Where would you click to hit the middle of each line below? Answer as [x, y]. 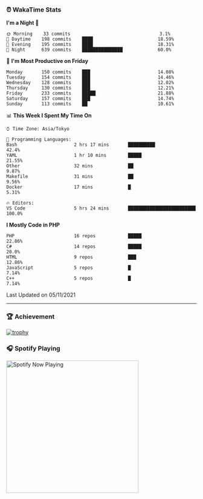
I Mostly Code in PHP [33, 225]
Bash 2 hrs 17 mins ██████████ [81, 145]
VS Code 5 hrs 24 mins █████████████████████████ [101, 208]
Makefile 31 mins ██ [70, 177]
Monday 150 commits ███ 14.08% [90, 72]
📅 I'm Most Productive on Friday [47, 61]
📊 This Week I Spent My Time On [49, 116]
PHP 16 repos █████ [74, 236]
